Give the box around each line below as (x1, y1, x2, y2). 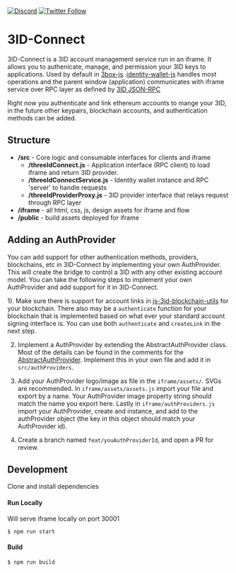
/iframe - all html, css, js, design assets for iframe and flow (17, 205, 190, 214)
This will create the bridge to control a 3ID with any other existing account (7, 268, 223, 276)
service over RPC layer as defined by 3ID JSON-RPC (7, 85, 161, 93)
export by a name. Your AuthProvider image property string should (17, 392, 212, 400)
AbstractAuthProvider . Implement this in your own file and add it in (17, 355, 211, 364)
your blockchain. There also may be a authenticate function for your (7, 304, 207, 312)
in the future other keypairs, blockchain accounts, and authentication (7, 106, 208, 115)
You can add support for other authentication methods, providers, (7, 252, 199, 261)
